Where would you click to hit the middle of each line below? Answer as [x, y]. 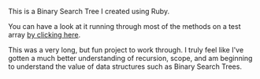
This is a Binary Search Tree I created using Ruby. [89, 11]
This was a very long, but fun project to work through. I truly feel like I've [126, 50]
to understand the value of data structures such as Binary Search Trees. [125, 66]
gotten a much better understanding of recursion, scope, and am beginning [130, 58]
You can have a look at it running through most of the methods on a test [125, 26]
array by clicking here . [45, 35]
